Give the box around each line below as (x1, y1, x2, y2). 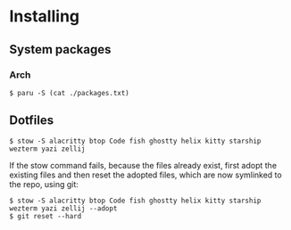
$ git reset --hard (9, 211, 82, 220)
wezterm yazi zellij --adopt (9, 203, 118, 213)
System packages (9, 42, 112, 57)
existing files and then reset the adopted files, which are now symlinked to (9, 169, 283, 180)
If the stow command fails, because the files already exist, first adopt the (9, 160, 278, 170)
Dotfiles (9, 113, 54, 128)
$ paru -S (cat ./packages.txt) (9, 88, 129, 97)
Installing (9, 6, 80, 27)
